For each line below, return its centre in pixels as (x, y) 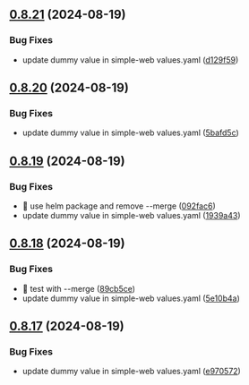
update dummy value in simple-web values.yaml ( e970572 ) (132, 372)
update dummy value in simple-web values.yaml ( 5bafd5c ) (130, 133)
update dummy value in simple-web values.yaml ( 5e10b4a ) (131, 298)
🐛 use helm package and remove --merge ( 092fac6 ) (119, 206)
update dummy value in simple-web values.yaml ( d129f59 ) (130, 60)
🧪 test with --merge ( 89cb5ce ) (79, 288)
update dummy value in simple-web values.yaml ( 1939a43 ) (131, 216)
